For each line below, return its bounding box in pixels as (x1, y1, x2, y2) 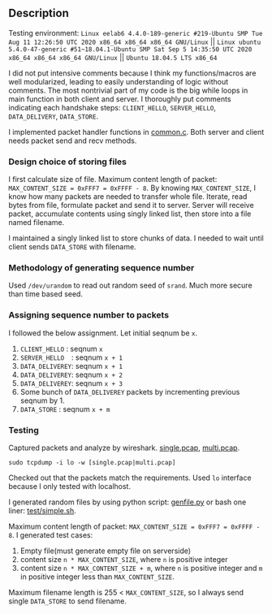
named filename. (8, 218, 65, 227)
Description (8, 6, 69, 20)
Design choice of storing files (8, 156, 127, 167)
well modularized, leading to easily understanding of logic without (8, 76, 229, 86)
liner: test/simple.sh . (8, 506, 77, 515)
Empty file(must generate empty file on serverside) (19, 546, 192, 556)
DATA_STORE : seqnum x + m (19, 404, 110, 413)
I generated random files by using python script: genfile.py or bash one (8, 497, 247, 507)
